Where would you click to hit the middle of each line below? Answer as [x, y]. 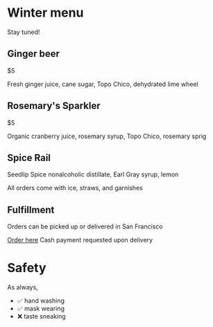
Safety [27, 268]
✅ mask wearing [41, 309]
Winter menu [45, 13]
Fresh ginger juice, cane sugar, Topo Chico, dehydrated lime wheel [103, 84]
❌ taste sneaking [41, 317]
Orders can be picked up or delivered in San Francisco [85, 226]
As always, [23, 287]
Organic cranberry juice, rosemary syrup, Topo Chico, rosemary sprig [107, 136]
